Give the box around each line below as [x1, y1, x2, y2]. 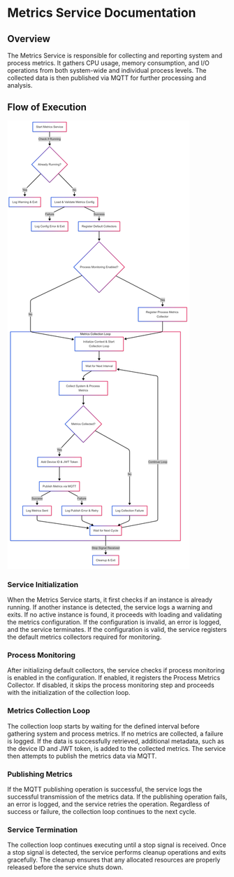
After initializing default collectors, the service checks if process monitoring [7, 666, 225, 675]
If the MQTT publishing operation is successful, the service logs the [7, 785, 203, 793]
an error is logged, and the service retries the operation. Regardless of [7, 800, 210, 808]
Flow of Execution [7, 102, 87, 113]
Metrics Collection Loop [7, 706, 91, 716]
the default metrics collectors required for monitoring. [7, 633, 162, 642]
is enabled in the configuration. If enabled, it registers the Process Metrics [7, 674, 221, 682]
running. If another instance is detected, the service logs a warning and [7, 603, 213, 612]
